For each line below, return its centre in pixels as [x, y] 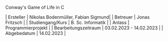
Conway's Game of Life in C [35, 7]
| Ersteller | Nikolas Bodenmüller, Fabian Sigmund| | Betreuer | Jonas [78, 17]
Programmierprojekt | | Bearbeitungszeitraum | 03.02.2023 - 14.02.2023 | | [84, 28]
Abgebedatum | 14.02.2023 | [36, 33]
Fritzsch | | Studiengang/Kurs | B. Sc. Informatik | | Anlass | [67, 23]
